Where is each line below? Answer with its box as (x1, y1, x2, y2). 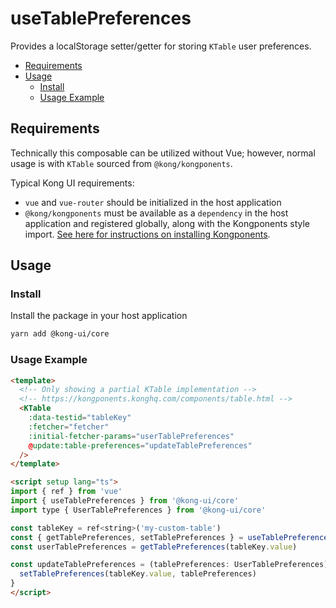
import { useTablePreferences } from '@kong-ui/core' (10, 496, 240, 506)
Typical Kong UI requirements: (10, 177, 135, 189)
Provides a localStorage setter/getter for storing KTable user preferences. (10, 40, 312, 52)
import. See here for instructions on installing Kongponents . (24, 228, 271, 240)
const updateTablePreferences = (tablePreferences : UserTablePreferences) (10, 560, 329, 570)
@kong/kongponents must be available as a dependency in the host (24, 207, 289, 219)
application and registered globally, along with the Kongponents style (24, 217, 311, 229)
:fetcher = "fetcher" (28, 422, 110, 432)
